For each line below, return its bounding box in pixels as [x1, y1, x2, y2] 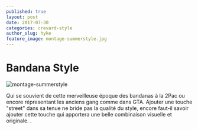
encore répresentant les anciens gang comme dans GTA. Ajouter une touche [6, 98, 193, 105]
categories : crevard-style [6, 25, 73, 31]
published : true [6, 8, 46, 15]
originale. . [6, 117, 32, 124]
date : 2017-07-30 [6, 19, 49, 25]
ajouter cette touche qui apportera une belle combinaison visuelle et [6, 111, 173, 118]
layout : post [6, 14, 38, 20]
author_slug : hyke [6, 31, 51, 36]
